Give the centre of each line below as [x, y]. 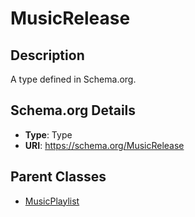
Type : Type [48, 134]
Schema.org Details [73, 110]
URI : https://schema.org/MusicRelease [104, 145]
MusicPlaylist [52, 201]
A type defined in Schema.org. [73, 79]
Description [47, 55]
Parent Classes [58, 177]
